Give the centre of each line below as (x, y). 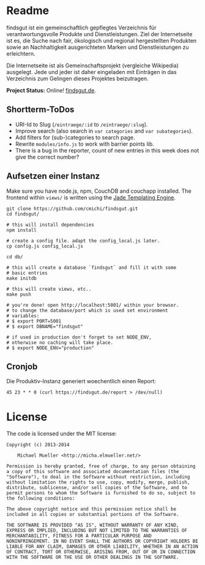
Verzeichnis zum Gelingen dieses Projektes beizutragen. (77, 78)
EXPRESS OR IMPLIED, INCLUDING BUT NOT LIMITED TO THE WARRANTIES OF (97, 531)
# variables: (23, 316)
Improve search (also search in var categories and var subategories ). (104, 131)
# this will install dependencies (50, 225)
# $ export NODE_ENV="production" (50, 348)
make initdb (21, 278)
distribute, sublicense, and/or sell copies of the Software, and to (97, 488)
